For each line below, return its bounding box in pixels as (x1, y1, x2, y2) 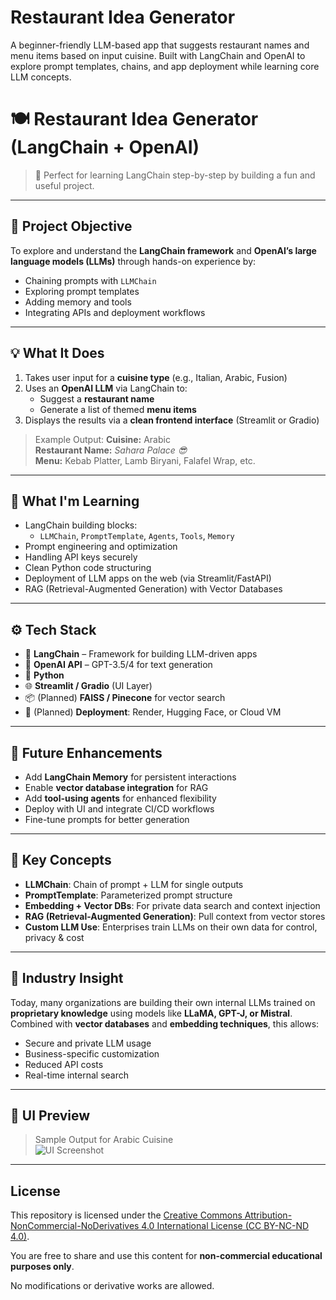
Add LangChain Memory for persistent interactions (24, 771, 237, 783)
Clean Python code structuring (24, 562, 152, 574)
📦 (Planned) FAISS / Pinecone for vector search (24, 692, 226, 704)
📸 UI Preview (10, 1107, 91, 1124)
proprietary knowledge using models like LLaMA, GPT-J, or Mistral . (10, 1007, 293, 1019)
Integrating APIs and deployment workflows (24, 306, 206, 318)
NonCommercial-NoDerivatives (10, 1220, 140, 1232)
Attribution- (244, 1209, 293, 1221)
